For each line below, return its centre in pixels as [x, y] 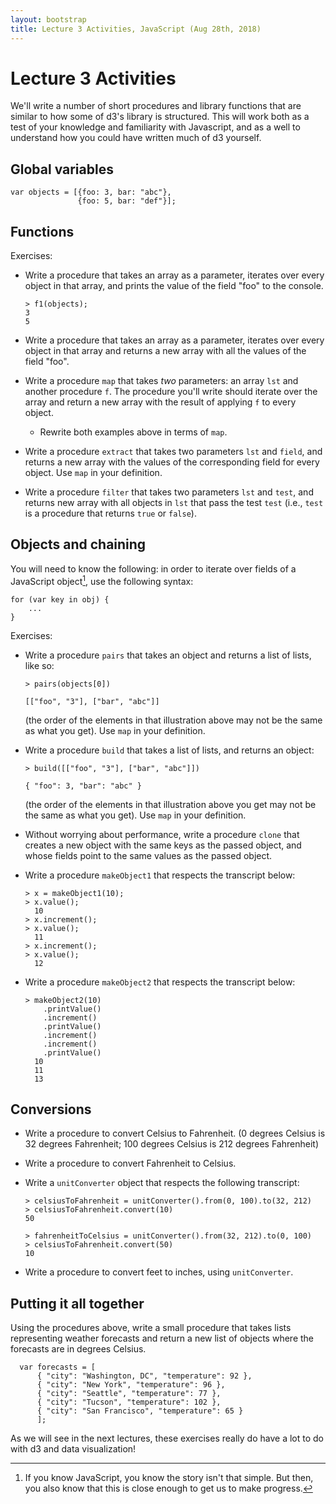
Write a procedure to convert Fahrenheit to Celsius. [130, 1163]
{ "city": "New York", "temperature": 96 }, [131, 1385]
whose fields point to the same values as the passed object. [148, 855]
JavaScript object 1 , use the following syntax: [102, 580]
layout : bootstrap [48, 19]
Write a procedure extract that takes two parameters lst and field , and [173, 452]
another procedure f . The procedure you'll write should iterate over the [171, 392]
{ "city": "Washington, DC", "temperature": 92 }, [144, 1376]
